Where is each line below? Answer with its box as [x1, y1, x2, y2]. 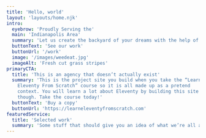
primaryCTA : [6, 65, 37, 72]
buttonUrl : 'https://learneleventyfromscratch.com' [12, 105, 147, 112]
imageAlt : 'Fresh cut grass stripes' [12, 60, 109, 66]
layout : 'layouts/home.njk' [6, 15, 78, 21]
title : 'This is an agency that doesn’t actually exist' [12, 71, 161, 78]
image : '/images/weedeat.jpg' [12, 54, 89, 60]
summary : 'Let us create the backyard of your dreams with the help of [12, 37, 199, 43]
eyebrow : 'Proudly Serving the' [12, 26, 95, 32]
